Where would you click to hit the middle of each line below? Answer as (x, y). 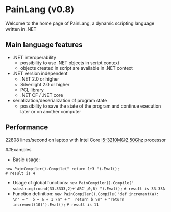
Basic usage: (26, 160)
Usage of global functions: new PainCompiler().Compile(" (73, 182)
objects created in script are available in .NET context (77, 68)
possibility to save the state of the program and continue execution (91, 106)
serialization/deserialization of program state (60, 100)
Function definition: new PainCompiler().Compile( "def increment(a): (86, 193)
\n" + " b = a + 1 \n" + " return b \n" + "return (68, 199)
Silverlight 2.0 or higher (45, 84)
